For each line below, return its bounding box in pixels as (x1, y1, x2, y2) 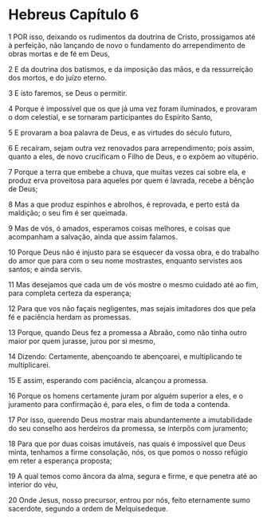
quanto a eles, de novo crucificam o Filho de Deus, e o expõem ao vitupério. (8, 152, 259, 161)
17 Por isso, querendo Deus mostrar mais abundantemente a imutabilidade (8, 415, 253, 424)
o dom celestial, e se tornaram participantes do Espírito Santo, (8, 112, 213, 121)
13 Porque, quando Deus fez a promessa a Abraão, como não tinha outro (8, 327, 247, 337)
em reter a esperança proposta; (8, 456, 112, 465)
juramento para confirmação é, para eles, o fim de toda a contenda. (8, 399, 230, 409)
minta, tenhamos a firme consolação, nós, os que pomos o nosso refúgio (8, 447, 249, 456)
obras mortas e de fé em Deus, (8, 49, 110, 58)
